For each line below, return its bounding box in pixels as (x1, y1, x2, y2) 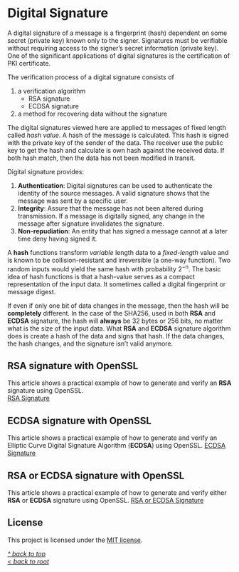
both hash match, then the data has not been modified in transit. (7, 154, 196, 162)
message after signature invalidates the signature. (17, 219, 165, 228)
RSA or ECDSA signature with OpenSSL (7, 469, 185, 481)
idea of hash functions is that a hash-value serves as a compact (7, 272, 196, 281)
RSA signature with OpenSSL (7, 359, 139, 372)
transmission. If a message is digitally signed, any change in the (17, 211, 205, 220)
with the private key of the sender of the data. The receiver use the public (7, 138, 223, 147)
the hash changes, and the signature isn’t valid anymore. (7, 339, 174, 348)
